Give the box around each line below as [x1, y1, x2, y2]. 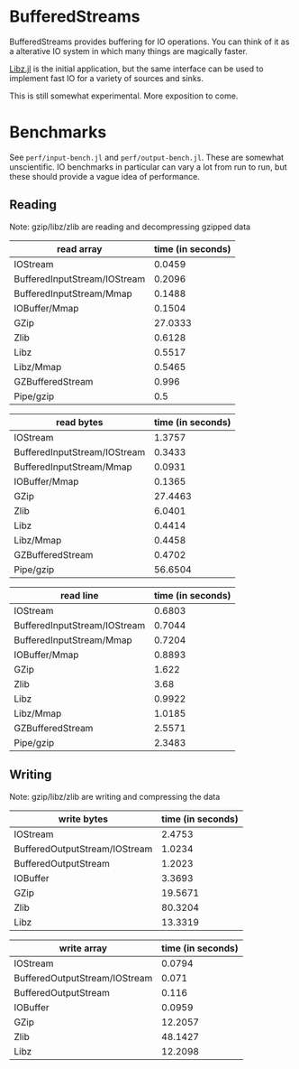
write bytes [58, 813, 109, 825]
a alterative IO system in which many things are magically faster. [9, 45, 248, 56]
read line [59, 589, 99, 601]
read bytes [55, 415, 104, 428]
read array [57, 242, 103, 255]
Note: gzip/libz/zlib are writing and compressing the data [9, 791, 221, 802]
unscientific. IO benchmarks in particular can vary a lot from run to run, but [9, 161, 287, 172]
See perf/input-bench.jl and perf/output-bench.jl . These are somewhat [9, 152, 285, 163]
